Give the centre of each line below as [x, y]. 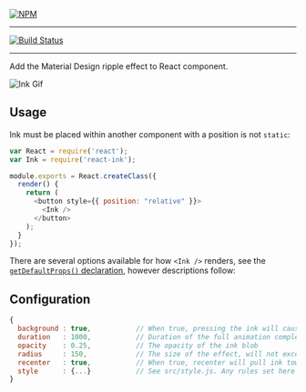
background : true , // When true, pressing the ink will [148, 329]
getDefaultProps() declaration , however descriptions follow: [122, 271]
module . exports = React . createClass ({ [83, 176]
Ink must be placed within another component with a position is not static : [150, 134]
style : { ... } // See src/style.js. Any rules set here [157, 371]
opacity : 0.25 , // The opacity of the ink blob [138, 346]
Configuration [50, 299]
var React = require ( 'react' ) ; [69, 151]
